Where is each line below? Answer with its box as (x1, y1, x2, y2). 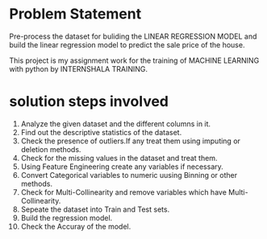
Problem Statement (9, 5, 142, 23)
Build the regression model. (20, 212, 113, 222)
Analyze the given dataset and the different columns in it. (20, 118, 211, 129)
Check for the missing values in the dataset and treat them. (20, 153, 218, 163)
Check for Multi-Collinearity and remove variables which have (20, 187, 227, 197)
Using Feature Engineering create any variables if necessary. (20, 162, 224, 171)
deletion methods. (20, 144, 81, 154)
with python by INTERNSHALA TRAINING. (9, 64, 148, 73)
